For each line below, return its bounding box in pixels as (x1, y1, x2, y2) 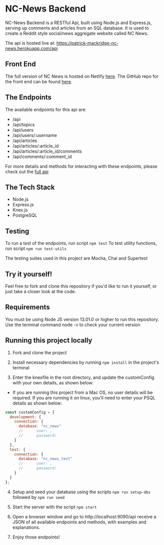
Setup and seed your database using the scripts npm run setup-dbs (12, 489, 151, 495)
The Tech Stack (5, 183, 55, 191)
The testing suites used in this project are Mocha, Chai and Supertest (5, 255, 148, 261)
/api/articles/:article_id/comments (12, 148, 82, 154)
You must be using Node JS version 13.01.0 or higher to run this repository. (5, 316, 159, 322)
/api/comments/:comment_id (12, 154, 72, 160)
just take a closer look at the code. (5, 289, 76, 294)
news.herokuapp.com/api (5, 45, 58, 51)
